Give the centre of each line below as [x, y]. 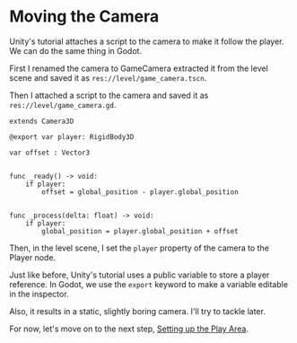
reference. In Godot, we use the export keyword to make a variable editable [149, 284]
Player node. [33, 257]
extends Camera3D [42, 121]
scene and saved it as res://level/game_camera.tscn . [108, 77]
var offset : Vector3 [50, 153]
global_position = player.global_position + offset [140, 231]
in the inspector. [39, 294]
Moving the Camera [84, 17]
